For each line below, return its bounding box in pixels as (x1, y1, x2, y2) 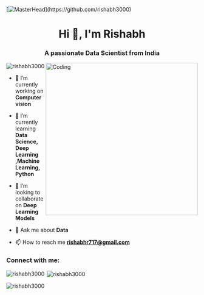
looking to (15, 189, 41, 196)
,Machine (15, 157, 40, 165)
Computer (15, 94, 42, 101)
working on (15, 87, 44, 94)
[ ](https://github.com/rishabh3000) (6, 6, 132, 13)
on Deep (15, 202, 38, 209)
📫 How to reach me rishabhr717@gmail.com (15, 238, 130, 246)
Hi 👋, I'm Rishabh (58, 27, 146, 41)
